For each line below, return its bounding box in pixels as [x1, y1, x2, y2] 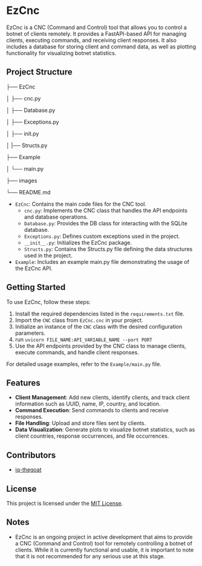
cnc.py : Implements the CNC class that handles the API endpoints [24, 206, 187, 214]
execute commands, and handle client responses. [15, 349, 139, 356]
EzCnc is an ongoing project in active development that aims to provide [15, 533, 193, 541]
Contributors [6, 450, 56, 460]
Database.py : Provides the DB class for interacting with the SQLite [24, 219, 187, 227]
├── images [6, 177, 37, 184]
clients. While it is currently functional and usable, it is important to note [15, 546, 194, 553]
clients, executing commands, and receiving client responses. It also [6, 36, 177, 44]
